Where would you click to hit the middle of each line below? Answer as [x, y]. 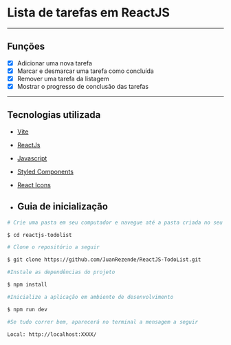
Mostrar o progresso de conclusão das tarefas [83, 86]
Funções [26, 46]
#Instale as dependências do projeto [61, 272]
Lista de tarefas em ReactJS [89, 13]
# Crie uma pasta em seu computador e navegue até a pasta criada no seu [115, 222]
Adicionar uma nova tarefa [55, 63]
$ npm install [27, 284]
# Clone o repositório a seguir [53, 247]
